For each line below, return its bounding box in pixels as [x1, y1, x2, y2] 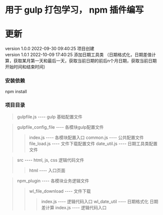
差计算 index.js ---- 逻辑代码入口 [41, 204, 107, 210]
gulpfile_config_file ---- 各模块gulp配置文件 [17, 124, 104, 130]
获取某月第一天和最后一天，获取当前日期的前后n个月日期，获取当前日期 [13, 58, 157, 64]
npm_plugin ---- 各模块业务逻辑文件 [17, 177, 89, 183]
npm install [5, 89, 27, 95]
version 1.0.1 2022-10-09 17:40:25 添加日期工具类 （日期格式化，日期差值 [5, 52, 152, 58]
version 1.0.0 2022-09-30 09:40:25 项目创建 [5, 46, 95, 52]
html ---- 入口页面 [29, 167, 66, 173]
